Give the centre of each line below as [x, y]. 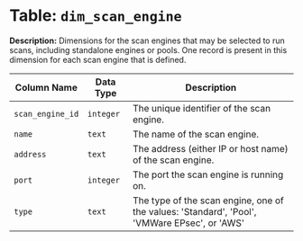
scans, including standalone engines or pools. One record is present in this [148, 49]
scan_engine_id [46, 114]
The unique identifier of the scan [202, 108]
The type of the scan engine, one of [208, 201]
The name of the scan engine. [196, 134]
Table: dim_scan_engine [96, 16]
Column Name [46, 87]
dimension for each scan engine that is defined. [98, 59]
